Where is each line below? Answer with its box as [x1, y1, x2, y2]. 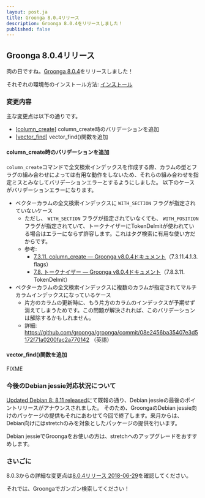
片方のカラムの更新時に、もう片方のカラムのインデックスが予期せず [24, 298, 196, 306]
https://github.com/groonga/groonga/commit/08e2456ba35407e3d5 [24, 328, 198, 336]
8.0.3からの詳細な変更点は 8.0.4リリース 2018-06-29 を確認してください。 [6, 472, 192, 480]
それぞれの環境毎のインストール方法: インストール [6, 81, 133, 88]
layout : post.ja [6, 9, 48, 15]
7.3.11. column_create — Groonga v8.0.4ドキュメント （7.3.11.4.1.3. [33, 252, 198, 260]
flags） [33, 260, 52, 268]
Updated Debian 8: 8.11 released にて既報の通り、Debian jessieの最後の [6, 396, 185, 404]
